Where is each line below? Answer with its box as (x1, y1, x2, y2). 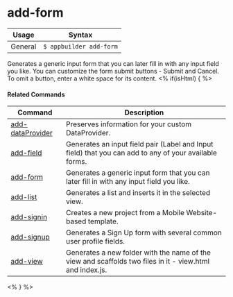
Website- (186, 208, 217, 218)
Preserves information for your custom (65, 119, 192, 129)
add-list (10, 192, 37, 202)
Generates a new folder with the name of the (65, 248, 212, 257)
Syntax (68, 30, 93, 40)
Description (124, 108, 164, 117)
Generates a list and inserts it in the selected (65, 188, 211, 198)
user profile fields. (65, 237, 126, 246)
